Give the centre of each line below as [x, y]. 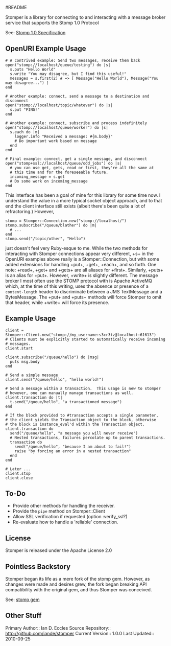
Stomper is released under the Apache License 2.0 [59, 550]
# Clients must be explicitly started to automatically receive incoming [86, 339]
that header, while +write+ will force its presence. [57, 302]
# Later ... [18, 469]
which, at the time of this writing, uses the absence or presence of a [77, 286]
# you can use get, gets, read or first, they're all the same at [82, 168]
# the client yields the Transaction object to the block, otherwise [81, 420]
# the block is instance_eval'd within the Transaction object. [75, 424]
